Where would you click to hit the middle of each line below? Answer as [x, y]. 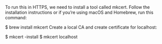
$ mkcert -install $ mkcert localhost [41, 37]
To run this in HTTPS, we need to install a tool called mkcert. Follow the [78, 7]
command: [16, 18]
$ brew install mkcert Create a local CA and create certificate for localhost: [81, 27]
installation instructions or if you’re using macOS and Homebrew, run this [79, 12]
